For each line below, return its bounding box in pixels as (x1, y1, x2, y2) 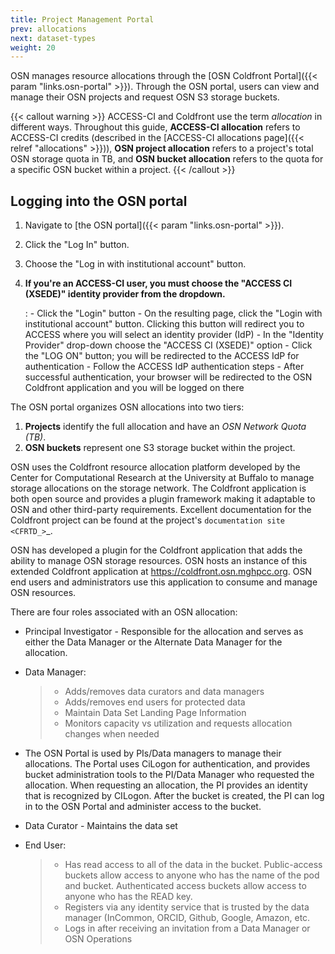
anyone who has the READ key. (64, 891, 193, 903)
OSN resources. (10, 587, 77, 599)
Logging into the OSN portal (10, 192, 188, 210)
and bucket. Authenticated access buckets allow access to (64, 880, 307, 892)
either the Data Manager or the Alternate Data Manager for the (24, 636, 283, 648)
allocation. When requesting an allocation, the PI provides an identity (24, 779, 308, 791)
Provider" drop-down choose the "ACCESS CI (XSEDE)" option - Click (24, 339, 313, 351)
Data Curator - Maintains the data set (24, 820, 178, 832)
